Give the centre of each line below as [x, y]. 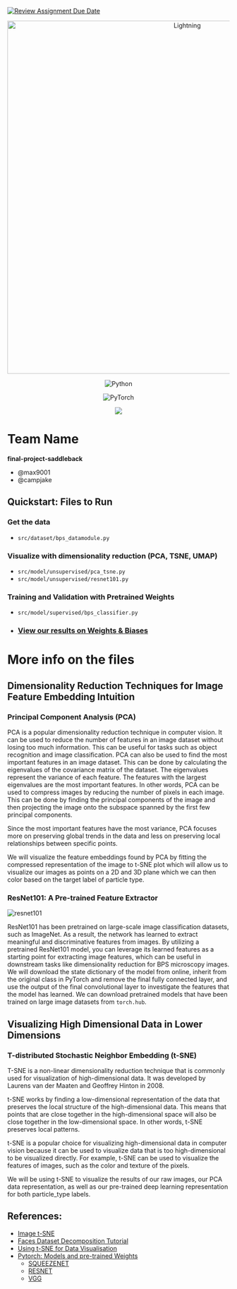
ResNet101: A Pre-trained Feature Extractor [83, 898]
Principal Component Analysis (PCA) [72, 717]
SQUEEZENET [48, 1263]
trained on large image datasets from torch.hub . [77, 1002]
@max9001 [34, 472]
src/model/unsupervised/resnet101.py [73, 579]
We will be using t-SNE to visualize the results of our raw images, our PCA [115, 1179]
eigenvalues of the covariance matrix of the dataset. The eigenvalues [108, 770]
